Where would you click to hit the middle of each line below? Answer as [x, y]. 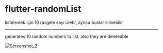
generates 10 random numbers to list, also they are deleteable [67, 36]
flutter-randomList [43, 9]
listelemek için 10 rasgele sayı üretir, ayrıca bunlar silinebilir [64, 22]
